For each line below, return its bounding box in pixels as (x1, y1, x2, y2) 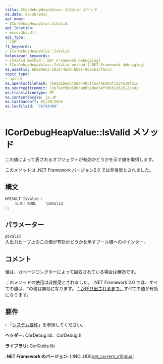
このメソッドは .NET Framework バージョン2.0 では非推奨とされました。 (5, 167, 154, 173)
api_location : (5, 26, 35, 31)
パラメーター (5, 220, 45, 229)
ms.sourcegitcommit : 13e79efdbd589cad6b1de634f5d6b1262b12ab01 (5, 85, 139, 91)
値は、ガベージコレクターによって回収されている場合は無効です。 (5, 269, 139, 275)
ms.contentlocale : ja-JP (5, 95, 56, 100)
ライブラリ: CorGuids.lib (5, 343, 55, 349)
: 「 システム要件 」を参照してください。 (5, 321, 86, 327)
